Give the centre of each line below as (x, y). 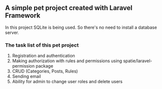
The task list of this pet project (42, 45)
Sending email (27, 76)
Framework (23, 16)
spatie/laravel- (138, 61)
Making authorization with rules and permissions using (67, 61)
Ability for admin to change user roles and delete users (67, 82)
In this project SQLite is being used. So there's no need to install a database (81, 27)
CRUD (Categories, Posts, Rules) (45, 71)
